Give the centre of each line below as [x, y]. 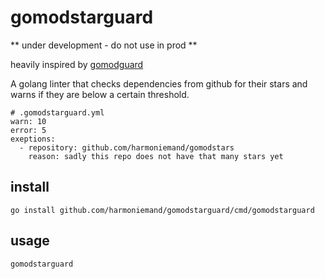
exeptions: [33, 139]
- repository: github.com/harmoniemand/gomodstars [127, 147]
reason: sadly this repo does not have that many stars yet [156, 156]
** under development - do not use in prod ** [104, 45]
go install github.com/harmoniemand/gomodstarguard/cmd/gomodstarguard [162, 210]
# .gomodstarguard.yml [57, 112]
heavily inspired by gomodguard [77, 64]
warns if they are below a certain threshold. [100, 94]
